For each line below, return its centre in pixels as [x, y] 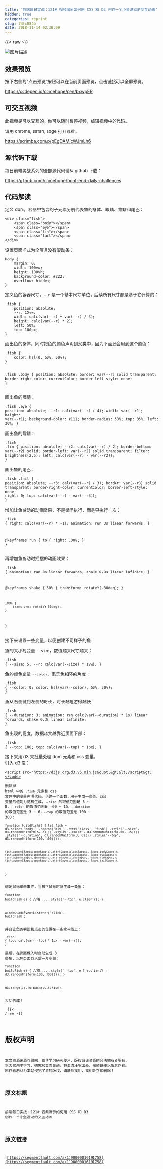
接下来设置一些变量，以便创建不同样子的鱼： [50, 640]
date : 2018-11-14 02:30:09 [33, 28]
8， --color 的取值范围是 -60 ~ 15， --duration [48, 807]
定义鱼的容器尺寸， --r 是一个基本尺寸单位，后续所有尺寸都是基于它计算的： [82, 295]
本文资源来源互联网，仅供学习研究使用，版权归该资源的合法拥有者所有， [67, 1060]
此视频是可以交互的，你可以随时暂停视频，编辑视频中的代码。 [67, 121]
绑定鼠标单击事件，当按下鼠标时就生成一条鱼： [45, 887]
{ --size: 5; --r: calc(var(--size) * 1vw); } [53, 664]
